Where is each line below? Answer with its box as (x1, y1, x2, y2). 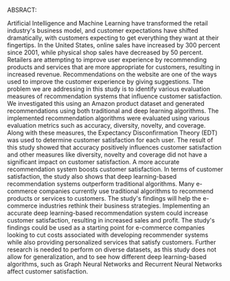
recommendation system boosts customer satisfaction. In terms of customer (7, 165, 224, 173)
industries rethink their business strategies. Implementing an (38, 202, 210, 210)
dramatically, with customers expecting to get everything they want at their (7, 34, 220, 42)
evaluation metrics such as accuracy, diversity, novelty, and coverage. (7, 122, 206, 129)
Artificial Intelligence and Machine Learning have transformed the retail (7, 19, 208, 27)
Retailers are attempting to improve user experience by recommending (7, 56, 207, 64)
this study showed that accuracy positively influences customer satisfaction (7, 144, 222, 151)
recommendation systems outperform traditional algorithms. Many (7, 180, 195, 188)
